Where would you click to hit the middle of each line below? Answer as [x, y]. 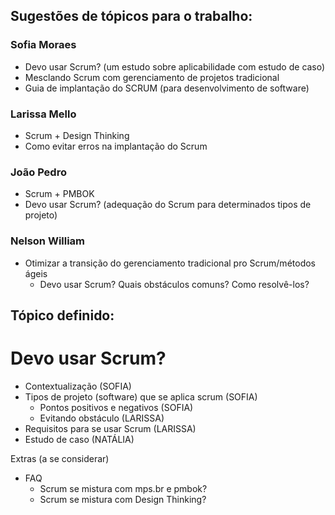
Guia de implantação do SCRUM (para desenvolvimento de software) [167, 88]
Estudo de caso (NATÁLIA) [79, 439]
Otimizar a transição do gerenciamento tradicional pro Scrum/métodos [170, 263]
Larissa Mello [43, 114]
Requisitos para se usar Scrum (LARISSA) [110, 428]
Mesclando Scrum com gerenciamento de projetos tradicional [152, 77]
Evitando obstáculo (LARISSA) [102, 418]
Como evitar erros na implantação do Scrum [116, 146]
